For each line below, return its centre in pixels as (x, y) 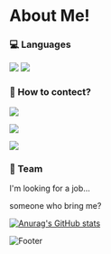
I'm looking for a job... (50, 188)
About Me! (50, 16)
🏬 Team (26, 168)
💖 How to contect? (51, 92)
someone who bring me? (55, 206)
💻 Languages (40, 44)
